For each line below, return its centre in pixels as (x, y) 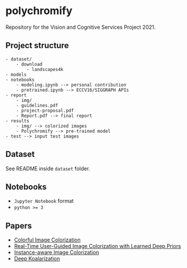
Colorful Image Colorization (47, 240)
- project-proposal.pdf (45, 110)
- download (29, 64)
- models (16, 75)
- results (18, 121)
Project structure (37, 46)
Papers (19, 225)
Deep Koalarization (37, 259)
